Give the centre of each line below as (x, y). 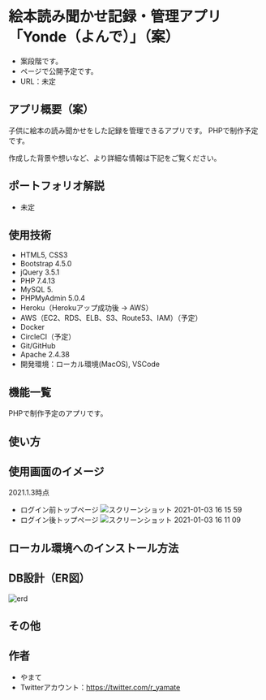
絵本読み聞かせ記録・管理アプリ (115, 17)
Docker (32, 327)
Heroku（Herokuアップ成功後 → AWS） (86, 308)
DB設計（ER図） (49, 579)
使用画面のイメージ (56, 471)
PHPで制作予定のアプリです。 (58, 413)
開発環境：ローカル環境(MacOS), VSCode (90, 364)
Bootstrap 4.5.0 (46, 264)
